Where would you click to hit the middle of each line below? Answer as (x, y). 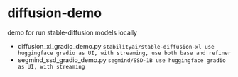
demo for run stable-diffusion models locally (72, 32)
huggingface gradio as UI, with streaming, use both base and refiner (124, 53)
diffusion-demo (54, 13)
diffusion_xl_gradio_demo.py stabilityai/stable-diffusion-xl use (116, 46)
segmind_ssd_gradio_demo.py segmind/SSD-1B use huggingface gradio (121, 60)
